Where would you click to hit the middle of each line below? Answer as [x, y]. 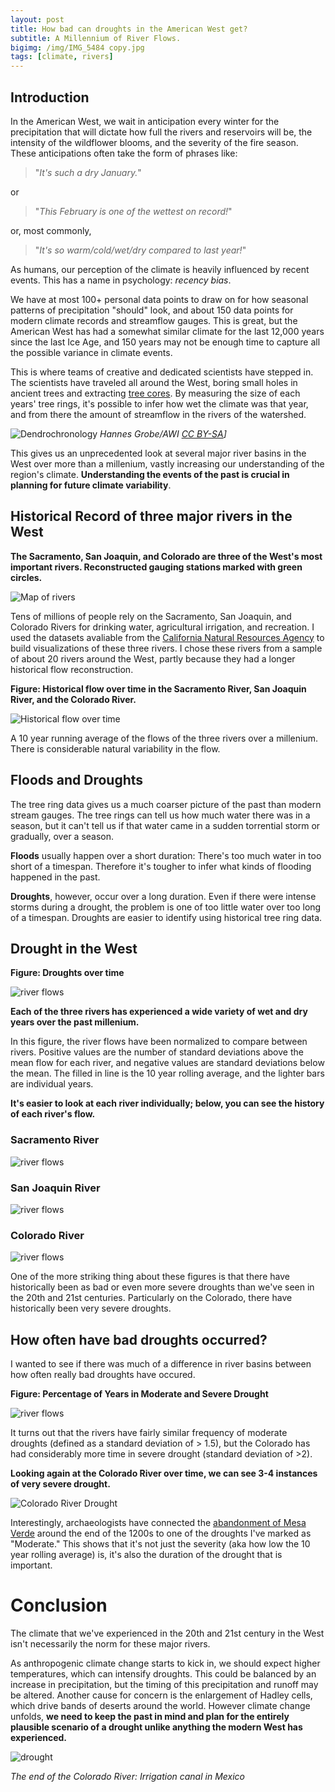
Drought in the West [74, 948]
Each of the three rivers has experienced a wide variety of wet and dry [159, 1012]
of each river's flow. [53, 1114]
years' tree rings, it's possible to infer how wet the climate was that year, [159, 403]
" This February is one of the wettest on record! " [133, 211]
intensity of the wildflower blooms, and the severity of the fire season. [154, 142]
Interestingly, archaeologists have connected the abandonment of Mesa [158, 1523]
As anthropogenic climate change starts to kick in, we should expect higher [165, 1663]
